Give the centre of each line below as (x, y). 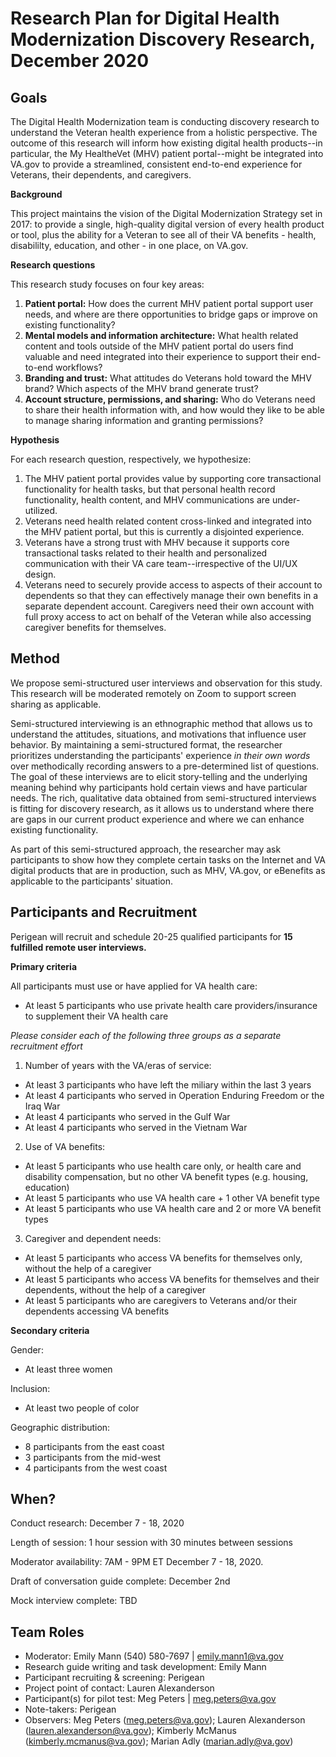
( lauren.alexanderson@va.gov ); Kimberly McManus (130, 1731)
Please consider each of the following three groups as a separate (146, 1035)
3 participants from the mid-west (93, 1457)
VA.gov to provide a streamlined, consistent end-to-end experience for (156, 164)
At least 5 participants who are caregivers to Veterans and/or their (161, 1300)
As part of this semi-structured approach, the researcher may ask (146, 849)
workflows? (79, 367)
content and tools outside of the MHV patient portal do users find (159, 346)
